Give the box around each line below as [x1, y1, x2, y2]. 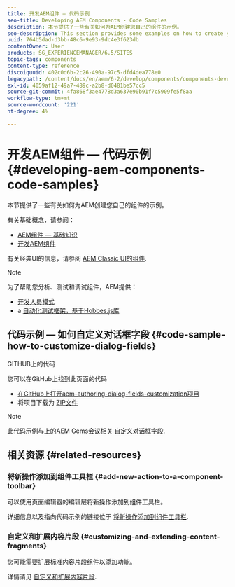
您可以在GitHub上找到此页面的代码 [7, 374, 107, 382]
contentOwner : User [7, 43, 64, 50]
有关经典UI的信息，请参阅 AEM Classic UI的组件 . [7, 254, 147, 263]
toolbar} [7, 481, 36, 490]
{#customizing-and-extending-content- [80, 532, 220, 541]
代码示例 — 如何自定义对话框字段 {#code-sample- [7, 329, 226, 340]
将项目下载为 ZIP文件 [17, 398, 78, 406]
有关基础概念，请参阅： [7, 215, 75, 224]
